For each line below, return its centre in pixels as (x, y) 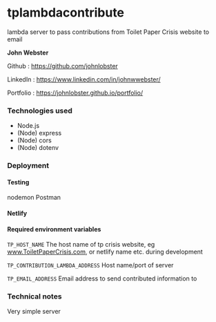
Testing (18, 182)
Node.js (28, 126)
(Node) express (39, 133)
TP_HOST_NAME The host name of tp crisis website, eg (81, 245)
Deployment (28, 166)
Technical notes (35, 296)
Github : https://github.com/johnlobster (63, 66)
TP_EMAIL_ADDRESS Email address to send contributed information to (102, 278)
